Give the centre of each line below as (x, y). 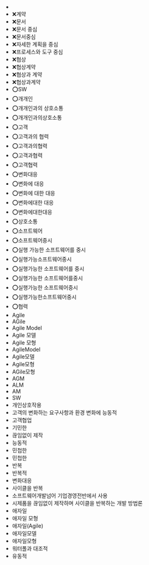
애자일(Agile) (27, 526)
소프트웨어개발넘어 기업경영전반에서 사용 (60, 496)
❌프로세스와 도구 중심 (37, 52)
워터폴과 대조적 (30, 548)
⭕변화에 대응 (28, 184)
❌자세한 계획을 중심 (35, 44)
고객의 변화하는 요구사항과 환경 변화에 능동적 (65, 412)
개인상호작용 (27, 405)
